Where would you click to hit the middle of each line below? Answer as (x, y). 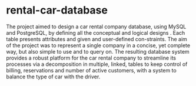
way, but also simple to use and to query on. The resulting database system (98, 51)
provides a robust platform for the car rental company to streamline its (91, 58)
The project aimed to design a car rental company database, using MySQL (96, 27)
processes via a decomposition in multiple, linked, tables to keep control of (97, 64)
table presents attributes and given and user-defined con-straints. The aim (97, 39)
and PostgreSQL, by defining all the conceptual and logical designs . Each (96, 32)
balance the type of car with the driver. (53, 77)
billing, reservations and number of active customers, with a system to (91, 70)
